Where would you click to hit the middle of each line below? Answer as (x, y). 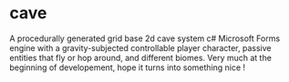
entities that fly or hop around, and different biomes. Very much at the (140, 57)
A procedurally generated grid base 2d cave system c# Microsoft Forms (145, 38)
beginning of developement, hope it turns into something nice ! (128, 67)
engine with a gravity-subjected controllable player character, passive (140, 47)
